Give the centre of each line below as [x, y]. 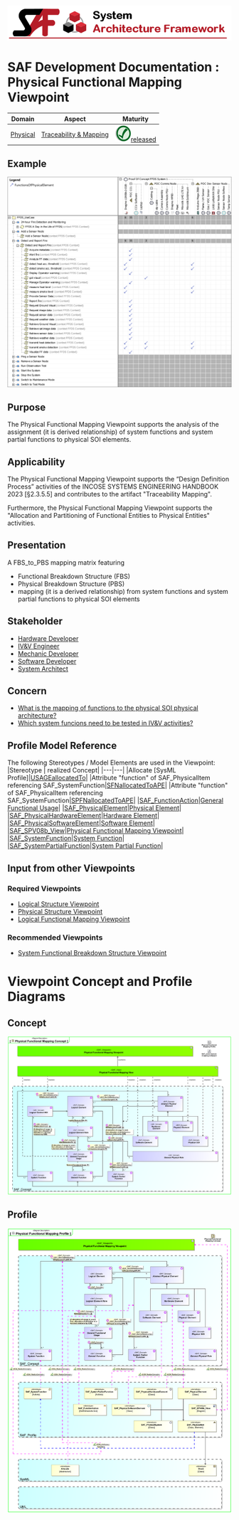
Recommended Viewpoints [55, 937]
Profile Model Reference [62, 745]
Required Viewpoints [44, 888]
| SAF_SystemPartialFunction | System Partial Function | [85, 846]
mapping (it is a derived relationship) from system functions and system [123, 591]
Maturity [136, 119]
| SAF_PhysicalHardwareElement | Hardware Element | [84, 816]
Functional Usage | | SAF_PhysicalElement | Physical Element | [94, 808]
